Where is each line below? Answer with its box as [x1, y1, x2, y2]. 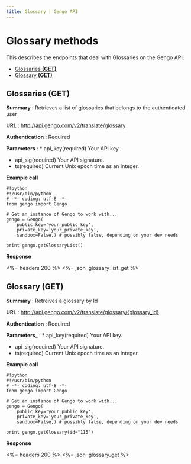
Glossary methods [6, 34, 99, 47]
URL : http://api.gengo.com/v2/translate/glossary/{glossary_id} [6, 309, 160, 316]
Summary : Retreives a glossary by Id [6, 297, 98, 305]
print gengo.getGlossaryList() [6, 243, 83, 249]
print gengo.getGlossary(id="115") [6, 430, 94, 436]
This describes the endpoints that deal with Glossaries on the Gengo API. [6, 54, 184, 61]
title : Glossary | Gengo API [6, 8, 78, 15]
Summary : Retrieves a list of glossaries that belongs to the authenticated [6, 104, 186, 111]
